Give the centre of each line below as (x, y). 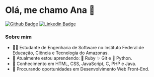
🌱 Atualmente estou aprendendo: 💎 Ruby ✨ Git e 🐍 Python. (72, 58)
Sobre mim (19, 37)
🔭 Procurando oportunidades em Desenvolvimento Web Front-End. (81, 69)
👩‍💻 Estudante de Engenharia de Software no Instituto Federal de (78, 48)
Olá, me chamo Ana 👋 (50, 10)
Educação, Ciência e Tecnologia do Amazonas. (61, 53)
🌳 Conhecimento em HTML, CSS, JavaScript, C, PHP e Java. (74, 64)
